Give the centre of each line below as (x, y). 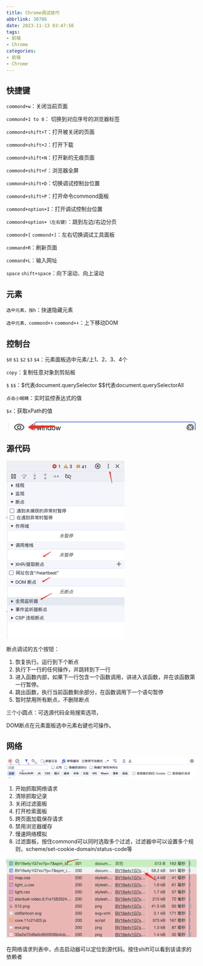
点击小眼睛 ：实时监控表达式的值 (44, 398)
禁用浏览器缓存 (34, 826)
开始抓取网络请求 (36, 789)
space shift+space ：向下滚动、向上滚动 (55, 273)
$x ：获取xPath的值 (29, 411)
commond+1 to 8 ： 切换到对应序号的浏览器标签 (63, 119)
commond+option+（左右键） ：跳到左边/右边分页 (61, 222)
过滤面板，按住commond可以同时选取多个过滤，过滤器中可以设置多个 (101, 841)
